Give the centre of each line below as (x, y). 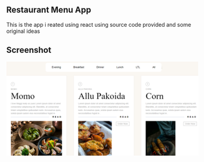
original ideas (23, 31)
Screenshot (29, 50)
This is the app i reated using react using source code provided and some (99, 24)
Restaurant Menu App (49, 10)
